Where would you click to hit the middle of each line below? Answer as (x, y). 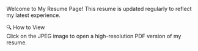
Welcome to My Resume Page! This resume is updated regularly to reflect (99, 9)
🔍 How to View (26, 27)
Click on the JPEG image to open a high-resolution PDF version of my (94, 36)
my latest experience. (34, 15)
